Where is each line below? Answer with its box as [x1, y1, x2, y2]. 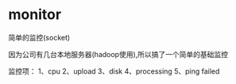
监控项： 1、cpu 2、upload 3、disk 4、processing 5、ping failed [8, 66, 220, 76]
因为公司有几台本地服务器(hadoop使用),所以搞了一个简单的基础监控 [8, 49, 229, 59]
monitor [8, 6, 62, 24]
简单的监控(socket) [8, 32, 71, 42]
